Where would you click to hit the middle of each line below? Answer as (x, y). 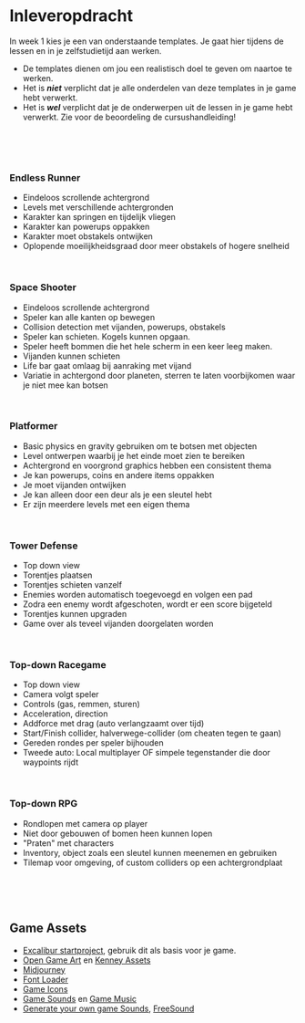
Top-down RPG (44, 804)
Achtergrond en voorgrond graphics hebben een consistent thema (147, 465)
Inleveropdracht (71, 16)
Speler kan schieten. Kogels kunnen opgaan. (107, 336)
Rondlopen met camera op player (85, 823)
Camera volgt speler (61, 694)
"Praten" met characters (68, 843)
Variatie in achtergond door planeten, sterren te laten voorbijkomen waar (159, 375)
